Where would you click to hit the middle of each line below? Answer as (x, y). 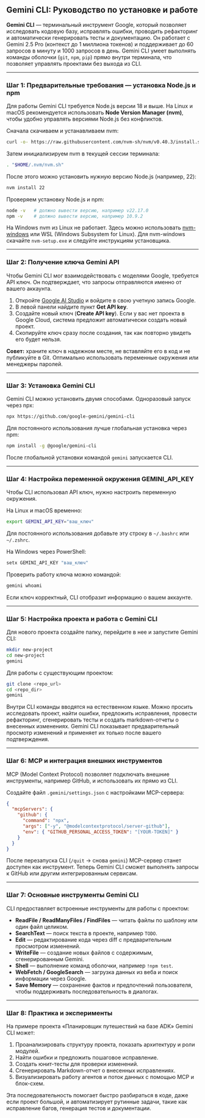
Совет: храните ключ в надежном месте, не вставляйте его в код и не (98, 351)
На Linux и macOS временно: (44, 511)
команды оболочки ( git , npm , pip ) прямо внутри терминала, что (89, 57)
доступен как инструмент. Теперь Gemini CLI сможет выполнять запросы (103, 867)
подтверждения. (28, 739)
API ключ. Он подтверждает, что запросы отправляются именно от (94, 282)
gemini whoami (24, 586)
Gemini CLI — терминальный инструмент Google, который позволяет (97, 24)
